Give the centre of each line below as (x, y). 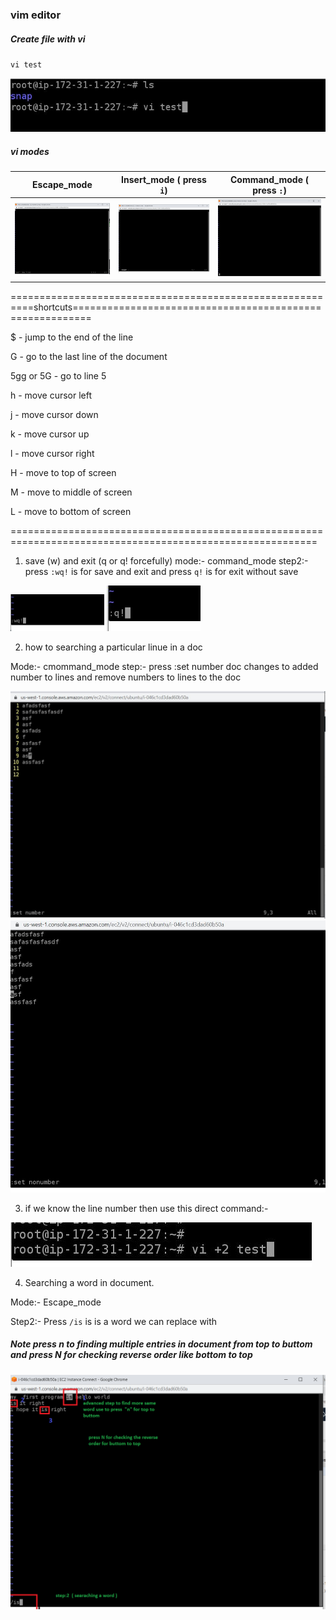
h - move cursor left (51, 395)
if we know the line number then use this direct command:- (146, 1208)
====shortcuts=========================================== (166, 307)
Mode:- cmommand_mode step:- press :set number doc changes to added (164, 667)
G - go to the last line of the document (89, 357)
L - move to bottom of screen (71, 512)
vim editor (36, 15)
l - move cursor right (52, 454)
